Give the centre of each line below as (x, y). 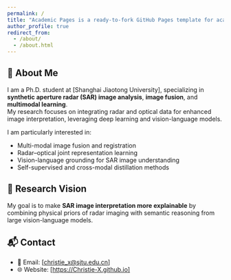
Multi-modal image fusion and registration (76, 145)
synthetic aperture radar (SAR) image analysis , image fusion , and (102, 97)
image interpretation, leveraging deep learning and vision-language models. (114, 119)
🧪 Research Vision (47, 189)
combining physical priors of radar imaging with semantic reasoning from (111, 213)
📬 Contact (31, 243)
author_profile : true (38, 26)
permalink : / (26, 13)
